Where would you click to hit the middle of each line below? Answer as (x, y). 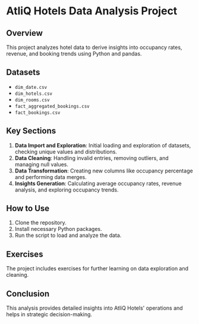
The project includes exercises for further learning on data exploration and (97, 269)
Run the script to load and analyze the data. (68, 235)
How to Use (28, 209)
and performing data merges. (51, 177)
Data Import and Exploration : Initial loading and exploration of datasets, (103, 145)
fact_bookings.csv (37, 112)
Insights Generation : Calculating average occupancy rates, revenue (98, 183)
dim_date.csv (31, 87)
